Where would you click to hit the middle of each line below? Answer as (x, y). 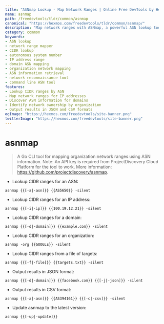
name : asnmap (18, 14)
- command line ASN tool (30, 82)
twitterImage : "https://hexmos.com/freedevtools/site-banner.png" (74, 119)
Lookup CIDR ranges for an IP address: (51, 199)
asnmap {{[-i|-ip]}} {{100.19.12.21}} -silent (53, 208)
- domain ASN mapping (27, 64)
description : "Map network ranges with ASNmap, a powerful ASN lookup (78, 28)
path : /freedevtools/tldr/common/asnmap (47, 19)
